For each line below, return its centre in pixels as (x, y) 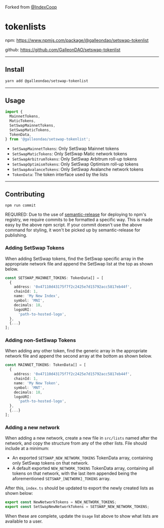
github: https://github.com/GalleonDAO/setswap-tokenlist (63, 50)
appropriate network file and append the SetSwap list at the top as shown (79, 264)
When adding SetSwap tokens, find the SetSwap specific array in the (74, 259)
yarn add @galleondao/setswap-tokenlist (47, 81)
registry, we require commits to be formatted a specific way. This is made (79, 220)
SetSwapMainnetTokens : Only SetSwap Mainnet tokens (65, 148)
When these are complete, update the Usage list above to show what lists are (82, 516)
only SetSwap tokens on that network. (51, 463)
